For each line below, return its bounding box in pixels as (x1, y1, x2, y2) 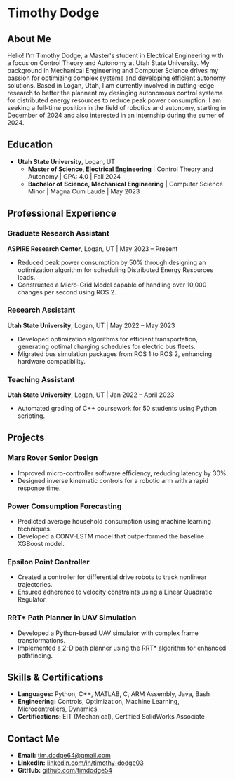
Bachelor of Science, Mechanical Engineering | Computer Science (27, 179, 223, 188)
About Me (7, 33, 51, 45)
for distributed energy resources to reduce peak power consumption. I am (7, 96, 222, 104)
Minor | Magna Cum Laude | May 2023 (27, 187, 140, 196)
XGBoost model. (17, 540, 65, 548)
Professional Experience (7, 208, 117, 219)
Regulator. (17, 595, 48, 604)
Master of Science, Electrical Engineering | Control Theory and (27, 165, 213, 173)
